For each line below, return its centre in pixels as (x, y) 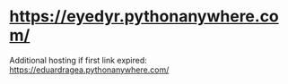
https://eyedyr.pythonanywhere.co (144, 17)
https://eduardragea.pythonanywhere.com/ (89, 70)
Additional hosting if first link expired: (79, 60)
